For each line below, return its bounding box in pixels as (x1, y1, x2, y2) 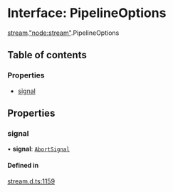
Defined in (7, 161, 39, 169)
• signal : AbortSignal (7, 144, 70, 154)
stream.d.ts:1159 (7, 176, 56, 186)
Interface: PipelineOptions (7, 5, 167, 21)
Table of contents (7, 49, 87, 61)
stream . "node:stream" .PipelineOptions (7, 28, 120, 37)
